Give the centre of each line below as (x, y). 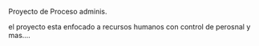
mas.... (19, 35)
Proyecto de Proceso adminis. (58, 11)
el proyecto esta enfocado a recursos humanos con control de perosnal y (129, 27)
